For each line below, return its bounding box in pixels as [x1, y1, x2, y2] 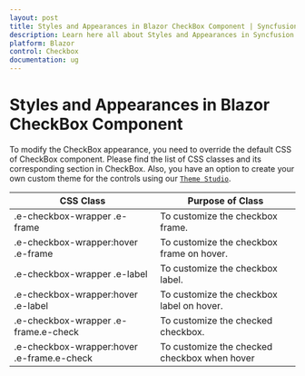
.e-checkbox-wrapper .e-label [14, 267, 148, 280]
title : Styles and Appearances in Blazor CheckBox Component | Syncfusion [9, 22, 299, 31]
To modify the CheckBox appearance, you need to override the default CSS [9, 143, 292, 154]
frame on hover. [160, 247, 229, 260]
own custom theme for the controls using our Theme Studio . [9, 173, 231, 183]
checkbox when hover [160, 351, 255, 364]
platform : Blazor [9, 38, 75, 48]
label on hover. [160, 299, 224, 312]
